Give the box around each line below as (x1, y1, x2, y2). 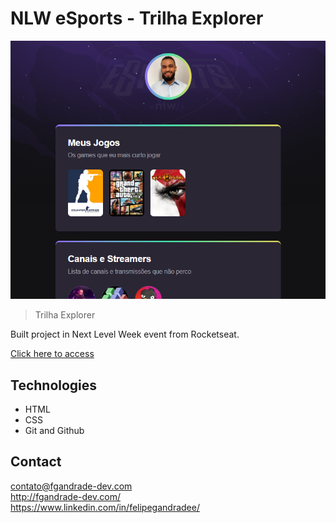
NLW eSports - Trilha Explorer (10, 7, 264, 30)
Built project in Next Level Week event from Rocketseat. (10, 328, 240, 341)
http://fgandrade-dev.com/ (10, 490, 121, 502)
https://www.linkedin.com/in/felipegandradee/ (10, 501, 200, 513)
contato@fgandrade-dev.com (10, 480, 133, 492)
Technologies (10, 377, 98, 394)
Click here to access (10, 348, 95, 360)
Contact (10, 453, 62, 471)
